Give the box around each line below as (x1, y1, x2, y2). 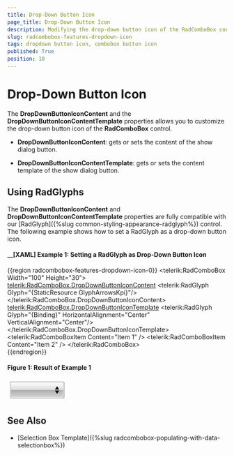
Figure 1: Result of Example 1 (7, 364, 92, 372)
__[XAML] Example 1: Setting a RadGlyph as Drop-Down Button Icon (7, 251, 207, 259)
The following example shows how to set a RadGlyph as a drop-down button (7, 227, 226, 235)
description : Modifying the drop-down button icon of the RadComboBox (7, 26, 217, 33)
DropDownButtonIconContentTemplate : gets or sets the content (17, 158, 205, 167)
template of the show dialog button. (17, 166, 120, 174)
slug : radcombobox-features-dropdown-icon (7, 33, 132, 40)
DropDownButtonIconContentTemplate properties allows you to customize (7, 117, 225, 125)
